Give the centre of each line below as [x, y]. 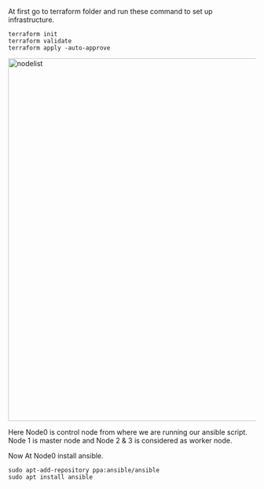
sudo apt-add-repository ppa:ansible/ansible [84, 470]
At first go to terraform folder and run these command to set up [111, 11]
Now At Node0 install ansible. [56, 456]
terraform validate [40, 41]
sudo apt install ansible [50, 477]
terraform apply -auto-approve [59, 48]
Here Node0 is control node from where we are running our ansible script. [128, 432]
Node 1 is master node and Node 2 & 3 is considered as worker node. [120, 441]
